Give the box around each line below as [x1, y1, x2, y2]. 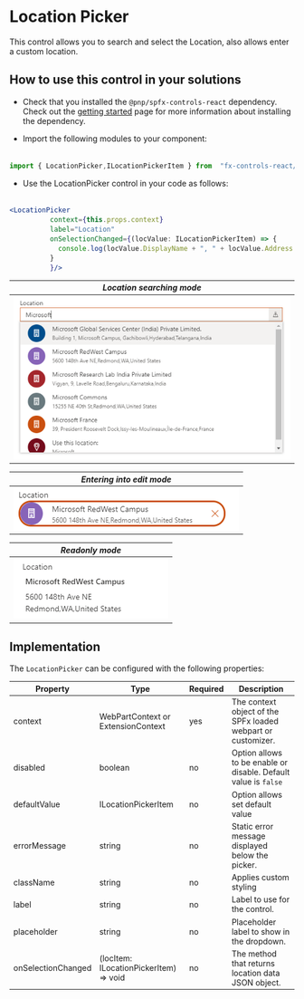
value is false [231, 776, 283, 787]
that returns [231, 957, 276, 968]
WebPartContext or [99, 711, 171, 722]
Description [238, 683, 284, 694]
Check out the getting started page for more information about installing [22, 106, 291, 117]
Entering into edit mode [81, 474, 172, 485]
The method [231, 948, 278, 959]
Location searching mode [102, 283, 202, 293]
